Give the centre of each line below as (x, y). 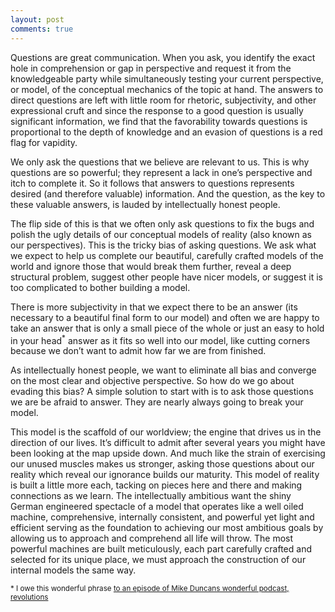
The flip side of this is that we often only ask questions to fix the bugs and (162, 223)
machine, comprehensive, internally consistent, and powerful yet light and (162, 517)
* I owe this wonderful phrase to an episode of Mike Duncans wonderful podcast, (150, 589)
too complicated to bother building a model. (100, 287)
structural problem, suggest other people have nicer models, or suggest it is (166, 277)
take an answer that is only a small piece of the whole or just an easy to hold (167, 328)
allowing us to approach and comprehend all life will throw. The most (152, 538)
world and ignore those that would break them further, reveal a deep (151, 266)
